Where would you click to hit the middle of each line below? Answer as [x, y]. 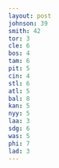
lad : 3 [19, 151]
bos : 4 [19, 53]
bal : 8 [19, 99]
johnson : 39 [28, 23]
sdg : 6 [19, 128]
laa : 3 [19, 121]
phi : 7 [19, 143]
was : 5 [19, 136]
